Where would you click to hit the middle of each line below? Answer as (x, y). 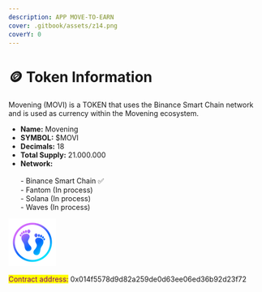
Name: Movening (49, 129)
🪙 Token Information (80, 77)
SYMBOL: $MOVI (49, 138)
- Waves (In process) (55, 208)
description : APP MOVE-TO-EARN (61, 17)
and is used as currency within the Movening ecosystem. (104, 114)
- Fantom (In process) (56, 190)
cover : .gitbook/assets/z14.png (63, 26)
